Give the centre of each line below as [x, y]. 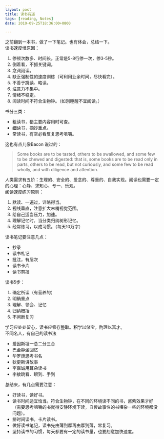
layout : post [18, 10]
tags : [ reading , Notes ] [29, 19]
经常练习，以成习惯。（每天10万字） [48, 227]
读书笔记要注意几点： [26, 237]
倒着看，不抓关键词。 [33, 64]
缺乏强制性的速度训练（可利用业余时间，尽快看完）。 [64, 77]
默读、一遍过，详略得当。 [38, 202]
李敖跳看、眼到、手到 [33, 374]
